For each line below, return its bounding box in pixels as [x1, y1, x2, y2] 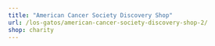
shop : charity [8, 26, 55, 34]
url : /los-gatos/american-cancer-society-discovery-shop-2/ [8, 19, 209, 27]
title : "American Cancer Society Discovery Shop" [8, 11, 174, 19]
